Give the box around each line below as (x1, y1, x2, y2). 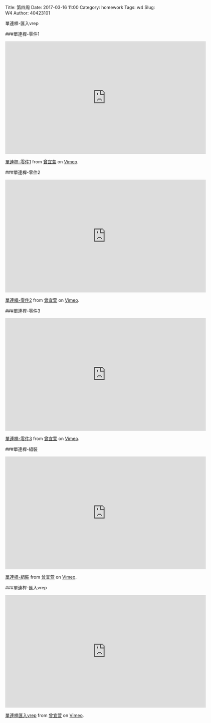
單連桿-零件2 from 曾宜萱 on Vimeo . (5, 297, 80, 303)
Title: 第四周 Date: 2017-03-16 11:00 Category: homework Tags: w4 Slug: (5, 5, 155, 10)
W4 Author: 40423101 (5, 10, 51, 16)
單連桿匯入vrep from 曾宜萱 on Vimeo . (5, 712, 84, 718)
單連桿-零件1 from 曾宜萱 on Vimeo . (5, 159, 79, 164)
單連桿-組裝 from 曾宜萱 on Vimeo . (5, 574, 77, 580)
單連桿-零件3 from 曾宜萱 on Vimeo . (5, 435, 80, 441)
